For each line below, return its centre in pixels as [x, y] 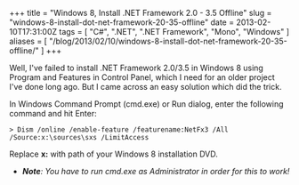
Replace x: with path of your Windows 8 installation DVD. [113, 154]
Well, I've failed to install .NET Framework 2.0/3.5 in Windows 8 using [137, 68]
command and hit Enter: [53, 113]
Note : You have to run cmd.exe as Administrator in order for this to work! [156, 171]
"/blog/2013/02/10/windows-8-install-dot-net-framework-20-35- [168, 41]
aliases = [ [28, 41]
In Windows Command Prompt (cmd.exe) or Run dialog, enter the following [146, 104]
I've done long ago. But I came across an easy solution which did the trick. [145, 87]
